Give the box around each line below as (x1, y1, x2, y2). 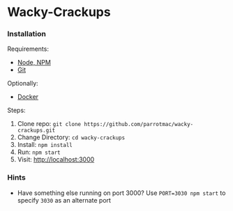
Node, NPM (17, 58, 51, 67)
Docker (17, 93, 39, 101)
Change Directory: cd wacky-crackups (17, 133, 126, 141)
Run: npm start (17, 148, 61, 157)
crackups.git (17, 127, 56, 134)
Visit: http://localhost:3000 (17, 155, 95, 164)
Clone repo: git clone (17, 120, 82, 128)
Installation (7, 29, 47, 39)
